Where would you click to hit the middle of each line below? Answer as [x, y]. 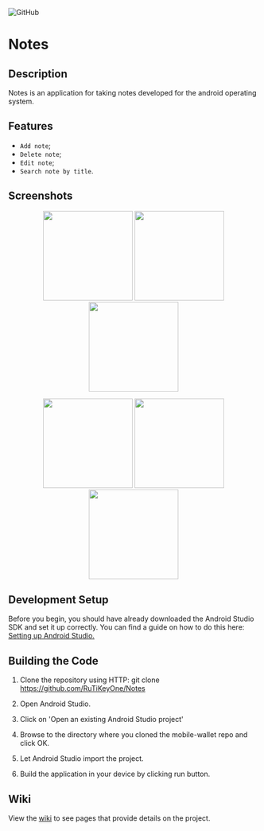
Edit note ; [37, 162]
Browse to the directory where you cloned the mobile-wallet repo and [134, 735]
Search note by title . [56, 170]
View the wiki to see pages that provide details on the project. [109, 818]
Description [38, 74]
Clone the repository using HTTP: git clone [90, 680]
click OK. [35, 743]
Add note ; [35, 145]
